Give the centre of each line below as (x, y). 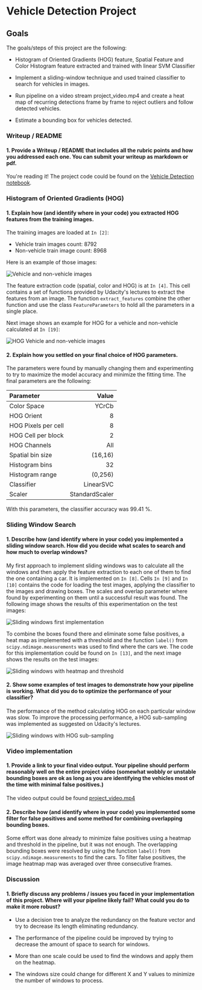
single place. (22, 311)
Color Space (27, 406)
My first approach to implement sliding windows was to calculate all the (95, 566)
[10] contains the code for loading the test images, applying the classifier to (101, 585)
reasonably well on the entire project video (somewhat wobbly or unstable (101, 772)
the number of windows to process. (59, 980)
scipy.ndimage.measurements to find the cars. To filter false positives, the (96, 857)
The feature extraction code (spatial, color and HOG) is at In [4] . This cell (98, 286)
